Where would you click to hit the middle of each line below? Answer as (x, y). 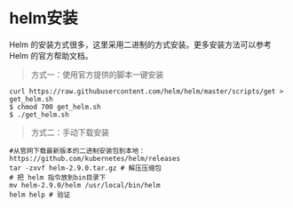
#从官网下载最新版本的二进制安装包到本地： (77, 151)
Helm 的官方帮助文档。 (51, 55)
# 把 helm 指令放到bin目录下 (58, 177)
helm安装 (44, 18)
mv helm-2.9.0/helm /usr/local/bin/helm (85, 185)
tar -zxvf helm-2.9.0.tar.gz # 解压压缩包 (86, 168)
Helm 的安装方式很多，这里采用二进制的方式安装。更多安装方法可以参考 (141, 44)
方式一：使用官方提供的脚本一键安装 (97, 74)
